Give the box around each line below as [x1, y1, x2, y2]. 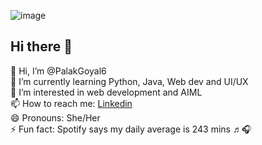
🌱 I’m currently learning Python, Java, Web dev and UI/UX [10, 75, 249, 87]
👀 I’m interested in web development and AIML [10, 86, 203, 98]
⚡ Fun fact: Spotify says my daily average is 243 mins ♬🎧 [10, 123, 252, 135]
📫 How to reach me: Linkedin [10, 97, 133, 109]
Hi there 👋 [10, 38, 73, 55]
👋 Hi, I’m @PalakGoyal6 [10, 65, 107, 77]
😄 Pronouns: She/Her [10, 111, 101, 124]
